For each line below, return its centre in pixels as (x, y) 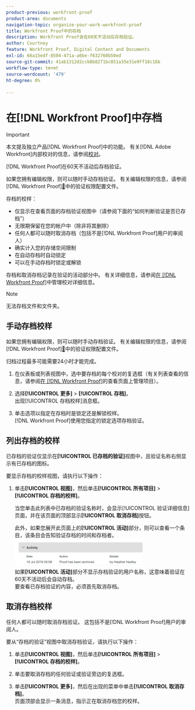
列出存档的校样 (33, 441)
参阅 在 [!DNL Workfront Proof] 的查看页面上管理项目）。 (96, 381)
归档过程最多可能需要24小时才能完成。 (53, 361)
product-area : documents (36, 18)
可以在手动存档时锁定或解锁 (48, 262)
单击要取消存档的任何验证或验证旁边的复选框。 (71, 674)
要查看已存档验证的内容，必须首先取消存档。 (68, 586)
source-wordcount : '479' (36, 74)
